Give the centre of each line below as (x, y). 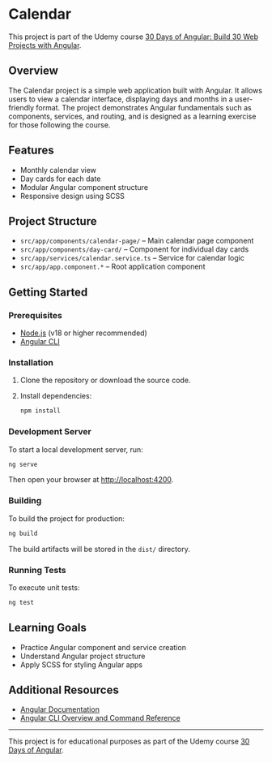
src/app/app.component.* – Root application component (113, 267)
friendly (21, 107)
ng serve (23, 464)
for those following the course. (59, 125)
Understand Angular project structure (83, 656)
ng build (23, 533)
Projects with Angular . (45, 45)
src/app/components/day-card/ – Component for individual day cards (134, 249)
